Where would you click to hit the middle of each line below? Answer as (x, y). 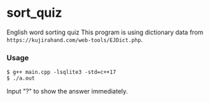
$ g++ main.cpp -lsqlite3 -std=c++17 (61, 72)
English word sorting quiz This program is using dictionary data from (105, 32)
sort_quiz (35, 13)
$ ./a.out (21, 78)
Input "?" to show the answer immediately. (67, 92)
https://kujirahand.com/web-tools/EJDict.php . (75, 39)
